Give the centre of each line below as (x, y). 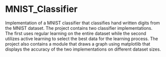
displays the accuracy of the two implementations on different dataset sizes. (83, 49)
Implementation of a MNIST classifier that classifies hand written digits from (83, 23)
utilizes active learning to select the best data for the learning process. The (82, 39)
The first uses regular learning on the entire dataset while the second (76, 33)
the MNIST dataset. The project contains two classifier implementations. (79, 28)
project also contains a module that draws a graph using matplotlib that (78, 44)
